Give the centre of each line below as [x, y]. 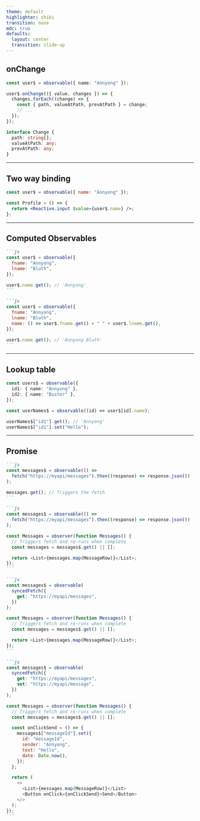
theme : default [25, 12]
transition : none [28, 23]
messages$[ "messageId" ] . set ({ [54, 734]
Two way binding [38, 179]
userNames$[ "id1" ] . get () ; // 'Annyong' [56, 421]
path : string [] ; [32, 138]
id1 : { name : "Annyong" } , [45, 389]
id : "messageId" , [43, 739]
